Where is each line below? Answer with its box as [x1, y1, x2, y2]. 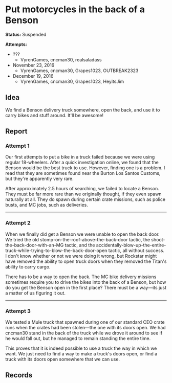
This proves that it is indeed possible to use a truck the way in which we [5, 345, 157, 351]
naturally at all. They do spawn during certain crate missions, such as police [5, 196, 166, 202]
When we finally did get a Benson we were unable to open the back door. [5, 231, 160, 237]
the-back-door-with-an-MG [5, 242, 64, 248]
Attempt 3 [5, 307, 31, 314]
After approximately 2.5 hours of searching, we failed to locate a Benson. [5, 186, 160, 192]
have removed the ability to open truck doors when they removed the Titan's [5, 258, 167, 264]
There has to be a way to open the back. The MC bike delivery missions [5, 274, 157, 280]
